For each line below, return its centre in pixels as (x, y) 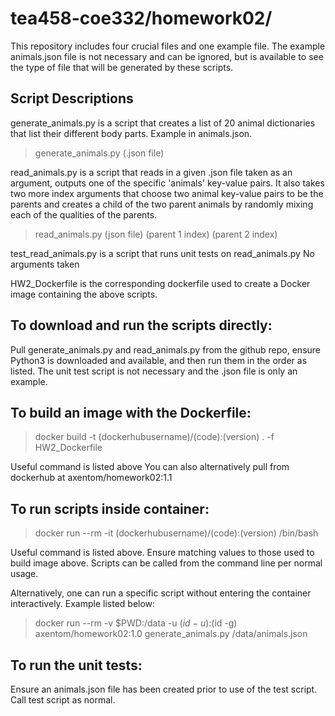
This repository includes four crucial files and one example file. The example (168, 46)
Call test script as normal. (63, 700)
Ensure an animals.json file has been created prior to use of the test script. (164, 689)
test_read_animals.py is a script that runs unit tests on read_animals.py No (162, 253)
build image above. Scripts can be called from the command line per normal (166, 563)
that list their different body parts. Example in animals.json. (131, 133)
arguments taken (45, 264)
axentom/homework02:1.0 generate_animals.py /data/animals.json (171, 634)
